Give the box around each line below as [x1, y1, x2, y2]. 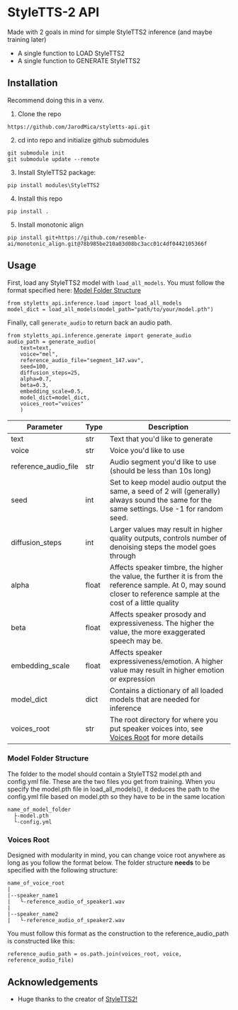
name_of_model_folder [7, 806, 72, 813]
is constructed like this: [7, 937, 75, 946]
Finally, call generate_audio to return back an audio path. [7, 318, 172, 327]
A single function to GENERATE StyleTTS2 [17, 56, 141, 64]
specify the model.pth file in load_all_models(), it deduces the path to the [7, 785, 220, 793]
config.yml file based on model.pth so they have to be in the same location [7, 792, 225, 801]
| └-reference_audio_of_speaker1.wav [7, 898, 125, 906]
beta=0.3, [20, 381, 50, 388]
